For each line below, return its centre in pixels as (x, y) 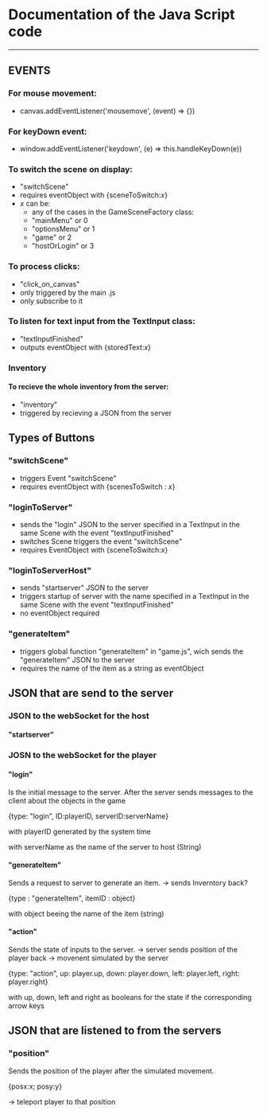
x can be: (35, 204)
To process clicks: (44, 267)
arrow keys (27, 1006)
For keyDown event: (48, 131)
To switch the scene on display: (71, 169)
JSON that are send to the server (91, 693)
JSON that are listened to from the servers (115, 1031)
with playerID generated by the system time (79, 831)
